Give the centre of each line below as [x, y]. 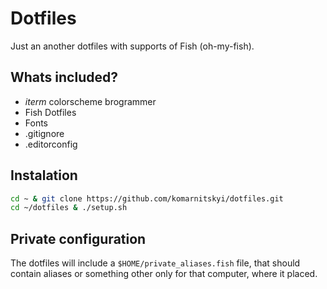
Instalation [44, 175]
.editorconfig [51, 144]
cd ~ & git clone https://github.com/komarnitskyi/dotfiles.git [147, 198]
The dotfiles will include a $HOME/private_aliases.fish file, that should [155, 263]
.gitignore [44, 133]
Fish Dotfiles [50, 112]
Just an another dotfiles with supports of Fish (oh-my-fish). [132, 46]
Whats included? [64, 77]
